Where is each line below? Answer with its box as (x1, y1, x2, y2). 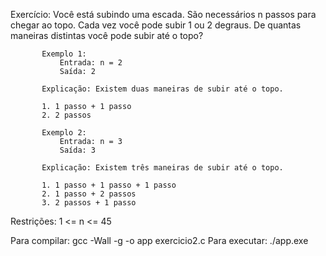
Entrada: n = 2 (59, 58, 123, 68)
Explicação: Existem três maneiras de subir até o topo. (41, 163, 284, 173)
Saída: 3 (59, 145, 97, 155)
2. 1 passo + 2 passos (41, 189, 137, 199)
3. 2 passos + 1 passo (41, 198, 137, 208)
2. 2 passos (41, 110, 92, 120)
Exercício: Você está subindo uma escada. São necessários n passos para (10, 9, 317, 20)
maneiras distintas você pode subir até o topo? (10, 30, 204, 41)
